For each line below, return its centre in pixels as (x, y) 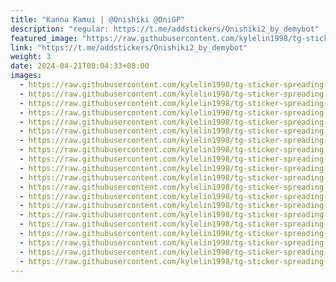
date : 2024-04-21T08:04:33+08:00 (80, 66)
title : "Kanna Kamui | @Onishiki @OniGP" (98, 19)
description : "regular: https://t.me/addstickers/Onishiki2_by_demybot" (165, 29)
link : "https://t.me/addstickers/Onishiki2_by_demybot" (129, 47)
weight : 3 (31, 57)
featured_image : (44, 38)
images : (26, 76)
